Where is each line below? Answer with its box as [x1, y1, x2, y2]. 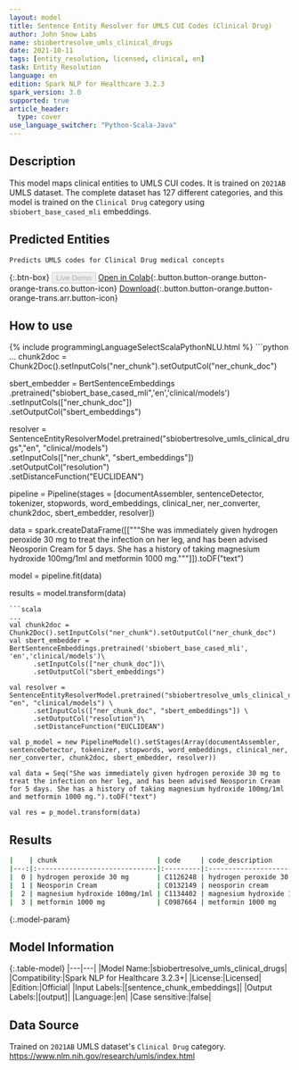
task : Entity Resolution [9, 63, 101, 72]
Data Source [9, 1017, 79, 1033]
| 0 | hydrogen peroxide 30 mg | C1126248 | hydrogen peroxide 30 [9, 873, 289, 882]
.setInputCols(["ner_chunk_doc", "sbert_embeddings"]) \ [32, 707, 249, 716]
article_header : [9, 104, 69, 113]
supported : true [9, 95, 69, 105]
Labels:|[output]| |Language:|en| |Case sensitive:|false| [9, 991, 212, 1002]
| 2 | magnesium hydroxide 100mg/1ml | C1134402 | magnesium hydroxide [9, 889, 285, 898]
